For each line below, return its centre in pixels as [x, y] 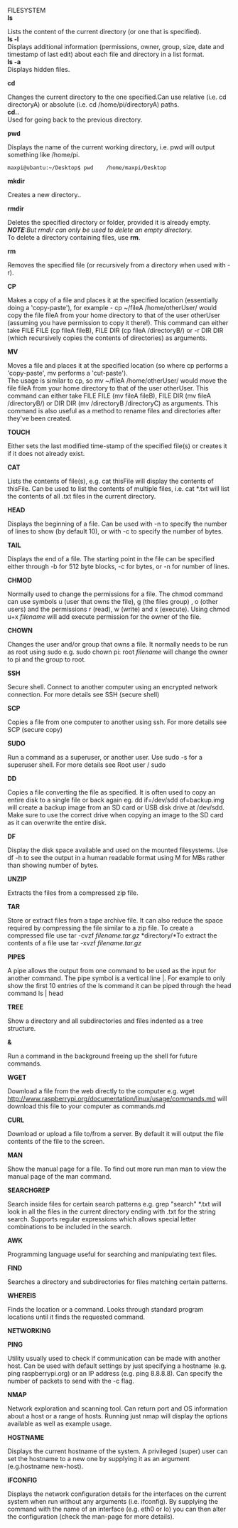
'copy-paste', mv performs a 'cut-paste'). [67, 373]
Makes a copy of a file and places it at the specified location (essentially [113, 300]
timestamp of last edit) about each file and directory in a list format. [106, 54]
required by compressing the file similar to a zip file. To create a [101, 928]
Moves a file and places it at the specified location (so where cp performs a [118, 365]
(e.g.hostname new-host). [45, 1466]
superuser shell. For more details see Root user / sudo [87, 765]
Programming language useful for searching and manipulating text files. [112, 1254]
